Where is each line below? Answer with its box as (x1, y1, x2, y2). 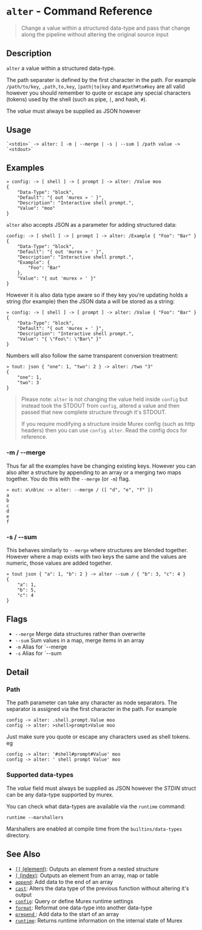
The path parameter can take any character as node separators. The (6, 699, 178, 706)
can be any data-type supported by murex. (6, 790, 114, 798)
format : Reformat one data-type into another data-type (15, 904, 153, 911)
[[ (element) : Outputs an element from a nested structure (15, 865, 159, 872)
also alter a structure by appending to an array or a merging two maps (6, 468, 181, 476)
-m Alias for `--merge (15, 643, 67, 650)
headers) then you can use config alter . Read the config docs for (21, 426, 187, 434)
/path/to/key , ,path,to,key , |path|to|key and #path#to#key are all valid (6, 83, 185, 90)
